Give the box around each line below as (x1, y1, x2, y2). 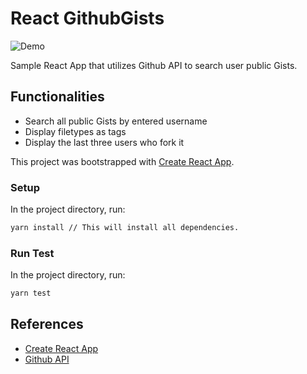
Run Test (10, 246, 55, 260)
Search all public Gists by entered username (24, 115, 208, 127)
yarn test (10, 288, 52, 299)
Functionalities (10, 88, 105, 106)
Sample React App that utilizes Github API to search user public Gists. (10, 59, 298, 71)
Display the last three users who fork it (24, 136, 185, 148)
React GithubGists (10, 7, 165, 30)
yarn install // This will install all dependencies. (10, 223, 240, 233)
